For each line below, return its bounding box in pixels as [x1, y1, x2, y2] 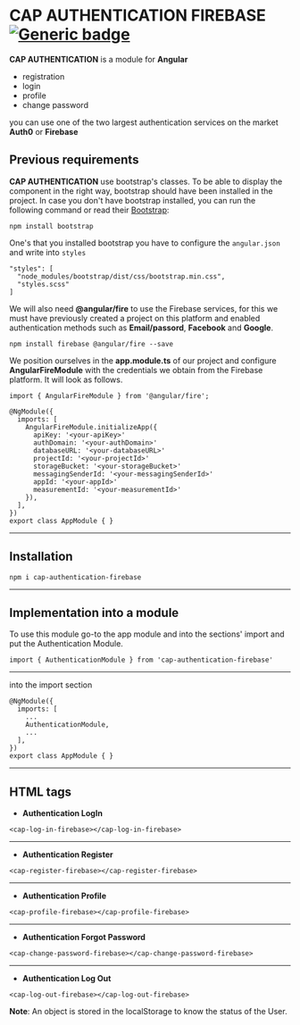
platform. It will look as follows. [9, 374, 123, 385]
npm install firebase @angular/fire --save [9, 339, 174, 348]
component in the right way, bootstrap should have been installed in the [9, 185, 273, 196]
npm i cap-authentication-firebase [9, 572, 142, 581]
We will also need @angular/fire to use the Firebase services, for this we [9, 303, 279, 313]
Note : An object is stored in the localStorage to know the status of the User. [9, 1006, 287, 1017]
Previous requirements [9, 153, 139, 168]
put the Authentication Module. [9, 638, 123, 649]
